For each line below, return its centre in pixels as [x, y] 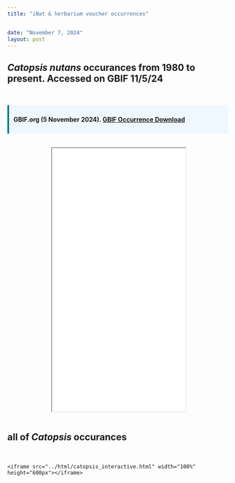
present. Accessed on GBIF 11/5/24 [85, 78]
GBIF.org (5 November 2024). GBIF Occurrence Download [100, 119]
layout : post [26, 39]
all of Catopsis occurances [67, 437]
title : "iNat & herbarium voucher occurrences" [78, 14]
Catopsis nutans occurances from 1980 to [101, 67]
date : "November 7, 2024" [45, 32]
